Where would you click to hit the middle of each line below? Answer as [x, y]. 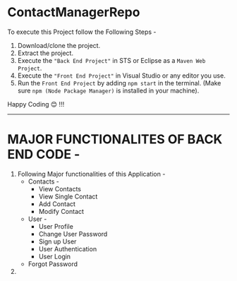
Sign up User [57, 241]
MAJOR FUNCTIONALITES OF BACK [115, 139]
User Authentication [68, 249]
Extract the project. [45, 53]
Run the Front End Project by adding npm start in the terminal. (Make [119, 83]
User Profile [56, 226]
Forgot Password [53, 264]
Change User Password [73, 234]
